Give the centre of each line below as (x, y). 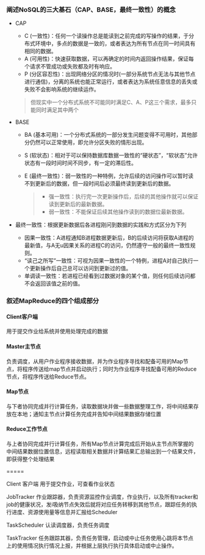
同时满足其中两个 (57, 110)
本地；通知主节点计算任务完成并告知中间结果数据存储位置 (89, 414)
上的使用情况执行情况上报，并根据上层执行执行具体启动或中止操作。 (92, 546)
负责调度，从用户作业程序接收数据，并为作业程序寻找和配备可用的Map (95, 361)
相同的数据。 (40, 51)
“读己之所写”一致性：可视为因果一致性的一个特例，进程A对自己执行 (109, 261)
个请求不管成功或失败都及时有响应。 (70, 67)
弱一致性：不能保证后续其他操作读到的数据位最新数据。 (118, 212)
